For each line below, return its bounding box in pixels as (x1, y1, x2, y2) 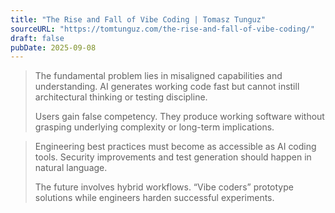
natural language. (34, 162, 108, 174)
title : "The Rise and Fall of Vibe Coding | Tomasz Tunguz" (10, 14, 267, 25)
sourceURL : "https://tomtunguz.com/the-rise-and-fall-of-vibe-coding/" (10, 24, 315, 34)
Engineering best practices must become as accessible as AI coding (34, 141, 317, 153)
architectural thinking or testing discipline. (34, 91, 208, 103)
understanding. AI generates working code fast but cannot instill (34, 81, 300, 93)
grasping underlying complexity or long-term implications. (34, 121, 275, 133)
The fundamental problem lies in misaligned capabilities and (34, 70, 283, 82)
